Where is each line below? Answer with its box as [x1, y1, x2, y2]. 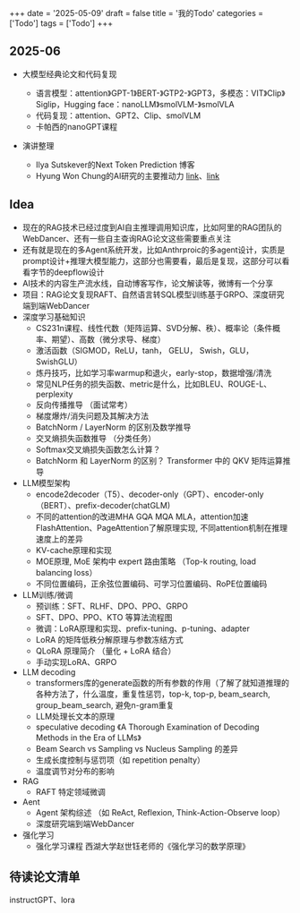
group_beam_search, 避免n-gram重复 [35, 699, 175, 710]
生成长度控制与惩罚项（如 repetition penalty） [35, 755, 206, 765]
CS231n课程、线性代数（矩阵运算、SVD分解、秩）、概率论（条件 [35, 322, 273, 333]
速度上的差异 [35, 533, 83, 544]
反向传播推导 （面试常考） [35, 399, 133, 410]
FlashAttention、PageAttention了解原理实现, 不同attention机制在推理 [35, 522, 288, 533]
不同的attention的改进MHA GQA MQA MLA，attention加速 [35, 511, 249, 522]
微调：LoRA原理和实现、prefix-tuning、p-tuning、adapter [35, 623, 251, 634]
